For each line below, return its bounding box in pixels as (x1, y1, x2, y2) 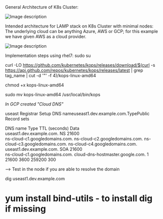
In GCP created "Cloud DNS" (5, 101, 64, 107)
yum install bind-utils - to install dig (5, 193, 153, 204)
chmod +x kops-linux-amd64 (5, 82, 64, 88)
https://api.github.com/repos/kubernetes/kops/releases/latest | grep (5, 67, 143, 73)
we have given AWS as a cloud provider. (5, 34, 87, 39)
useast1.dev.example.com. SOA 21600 (5, 146, 82, 152)
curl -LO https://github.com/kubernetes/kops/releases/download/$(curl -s (5, 62, 156, 68)
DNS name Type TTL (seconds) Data (5, 125, 80, 131)
